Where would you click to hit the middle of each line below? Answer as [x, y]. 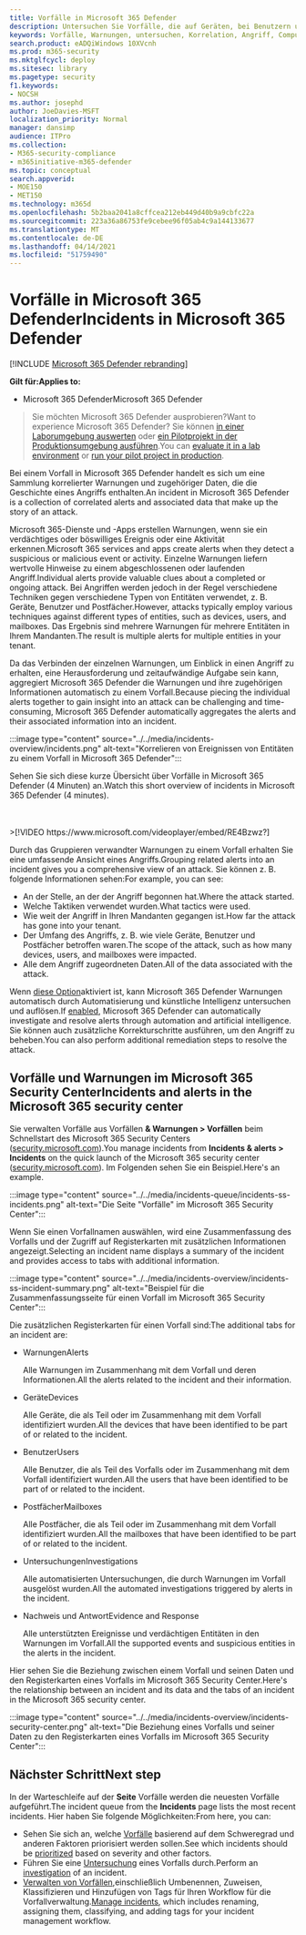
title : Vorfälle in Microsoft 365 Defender [93, 18]
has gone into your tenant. [72, 926]
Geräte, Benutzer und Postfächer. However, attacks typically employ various [151, 607]
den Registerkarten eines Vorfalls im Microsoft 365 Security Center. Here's [148, 1680]
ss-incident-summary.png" [60, 1288]
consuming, [31, 712]
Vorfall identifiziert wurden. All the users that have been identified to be [155, 1479]
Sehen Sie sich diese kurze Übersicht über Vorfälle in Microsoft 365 [137, 776]
